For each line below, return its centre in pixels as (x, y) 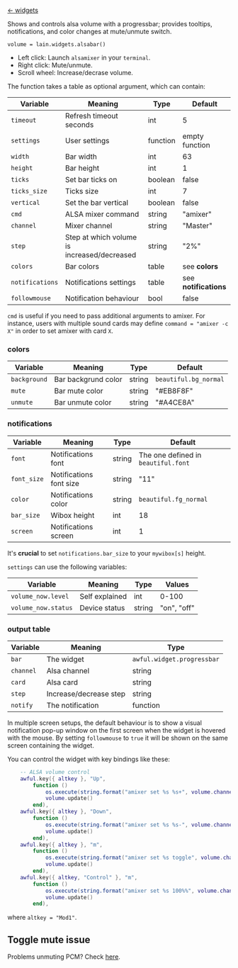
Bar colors (82, 266)
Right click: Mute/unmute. (55, 65)
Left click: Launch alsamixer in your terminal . (84, 57)
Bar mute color (79, 391)
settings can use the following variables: (67, 567)
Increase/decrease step (86, 694)
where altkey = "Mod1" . (42, 918)
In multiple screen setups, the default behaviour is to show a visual (104, 723)
